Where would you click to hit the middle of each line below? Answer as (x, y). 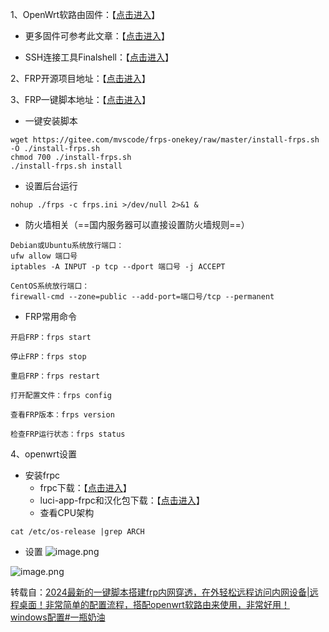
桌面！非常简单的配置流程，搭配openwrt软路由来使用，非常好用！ (154, 604)
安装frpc (42, 475)
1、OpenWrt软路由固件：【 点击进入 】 (85, 14)
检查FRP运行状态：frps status (68, 434)
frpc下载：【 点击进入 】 (85, 487)
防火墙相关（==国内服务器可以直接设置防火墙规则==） (137, 224)
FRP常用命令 (51, 316)
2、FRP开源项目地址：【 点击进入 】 (80, 78)
